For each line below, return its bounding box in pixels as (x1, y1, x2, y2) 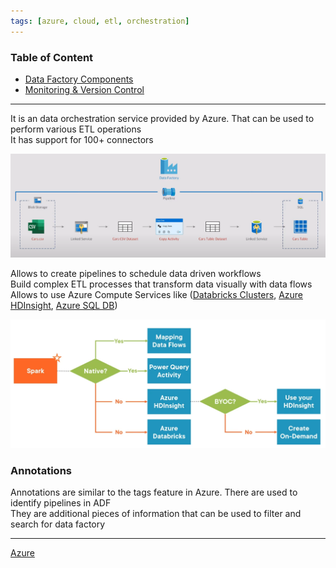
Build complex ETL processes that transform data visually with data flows (10, 278, 313, 290)
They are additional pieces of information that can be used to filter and (10, 508, 302, 520)
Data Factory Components (24, 73, 134, 85)
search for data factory (10, 518, 106, 530)
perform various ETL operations (10, 123, 142, 135)
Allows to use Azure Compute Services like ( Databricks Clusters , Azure (10, 289, 303, 301)
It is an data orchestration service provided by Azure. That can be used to (10, 112, 315, 124)
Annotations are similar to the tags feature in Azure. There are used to (10, 486, 298, 499)
